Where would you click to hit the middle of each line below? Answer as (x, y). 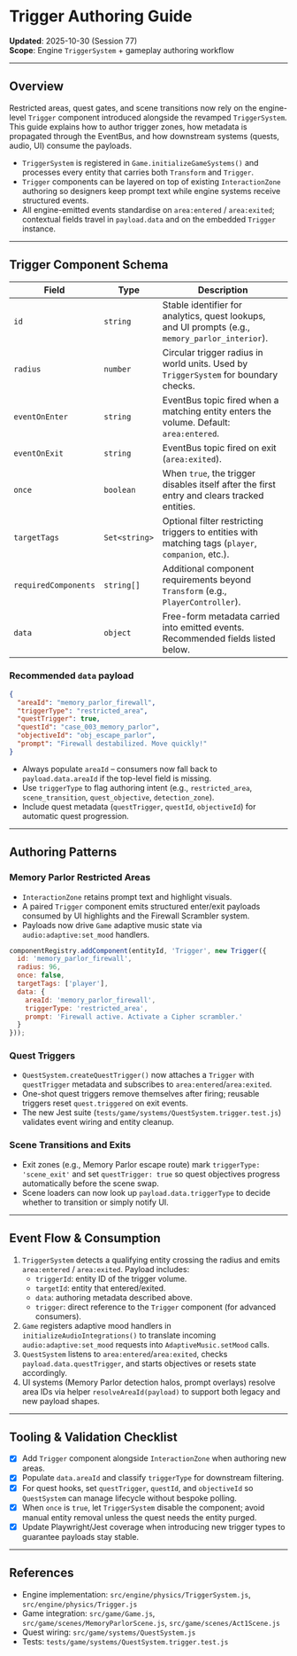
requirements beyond (207, 580)
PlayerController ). (202, 602)
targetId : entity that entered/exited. (100, 1288)
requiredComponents (54, 585)
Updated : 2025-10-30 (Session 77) (73, 41)
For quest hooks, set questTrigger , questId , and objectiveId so (137, 1488)
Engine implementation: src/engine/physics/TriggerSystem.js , (137, 1594)
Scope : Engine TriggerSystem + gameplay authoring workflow (122, 50)
